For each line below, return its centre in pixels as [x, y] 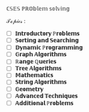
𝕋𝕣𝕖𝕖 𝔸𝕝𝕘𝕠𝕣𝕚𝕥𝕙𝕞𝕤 [38, 68]
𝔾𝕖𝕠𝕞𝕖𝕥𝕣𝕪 [29, 89]
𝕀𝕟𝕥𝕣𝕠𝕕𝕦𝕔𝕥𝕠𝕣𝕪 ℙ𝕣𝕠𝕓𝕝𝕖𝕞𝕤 [47, 33]
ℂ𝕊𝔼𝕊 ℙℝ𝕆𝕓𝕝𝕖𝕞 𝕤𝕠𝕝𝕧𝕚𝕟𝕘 [38, 8]
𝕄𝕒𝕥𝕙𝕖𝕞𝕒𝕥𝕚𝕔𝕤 [34, 75]
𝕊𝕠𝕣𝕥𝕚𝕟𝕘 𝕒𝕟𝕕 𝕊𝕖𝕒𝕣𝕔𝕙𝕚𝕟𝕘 [47, 41]
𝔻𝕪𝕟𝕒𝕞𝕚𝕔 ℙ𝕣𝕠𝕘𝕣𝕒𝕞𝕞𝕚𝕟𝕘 [49, 48]
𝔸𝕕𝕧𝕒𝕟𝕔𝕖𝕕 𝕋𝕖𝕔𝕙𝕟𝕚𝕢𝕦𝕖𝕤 [46, 96]
